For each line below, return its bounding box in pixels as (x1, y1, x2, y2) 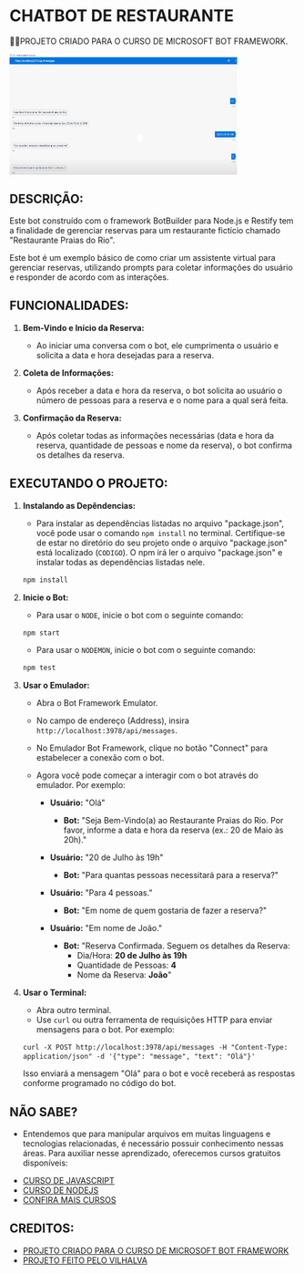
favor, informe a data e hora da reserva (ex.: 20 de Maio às (63, 824, 284, 835)
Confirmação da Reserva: (22, 412, 122, 423)
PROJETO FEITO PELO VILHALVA (22, 1255, 148, 1266)
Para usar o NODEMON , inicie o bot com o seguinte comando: (35, 645, 257, 656)
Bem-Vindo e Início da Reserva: (22, 322, 145, 333)
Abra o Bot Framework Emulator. (35, 698, 158, 709)
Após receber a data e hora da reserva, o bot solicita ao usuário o (35, 385, 283, 396)
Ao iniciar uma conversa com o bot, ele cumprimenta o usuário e (35, 339, 279, 351)
